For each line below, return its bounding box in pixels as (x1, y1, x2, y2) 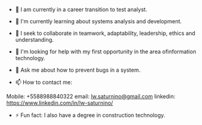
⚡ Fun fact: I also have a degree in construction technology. (15, 112, 165, 119)
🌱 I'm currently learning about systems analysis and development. (15, 18, 182, 25)
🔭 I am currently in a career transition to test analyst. (15, 6, 148, 13)
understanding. (15, 36, 54, 43)
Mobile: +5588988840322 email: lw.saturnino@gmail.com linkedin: (6, 93, 176, 100)
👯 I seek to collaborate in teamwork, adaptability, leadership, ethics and (15, 29, 196, 37)
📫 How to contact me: (15, 78, 72, 86)
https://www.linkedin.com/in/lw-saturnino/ (6, 99, 113, 107)
